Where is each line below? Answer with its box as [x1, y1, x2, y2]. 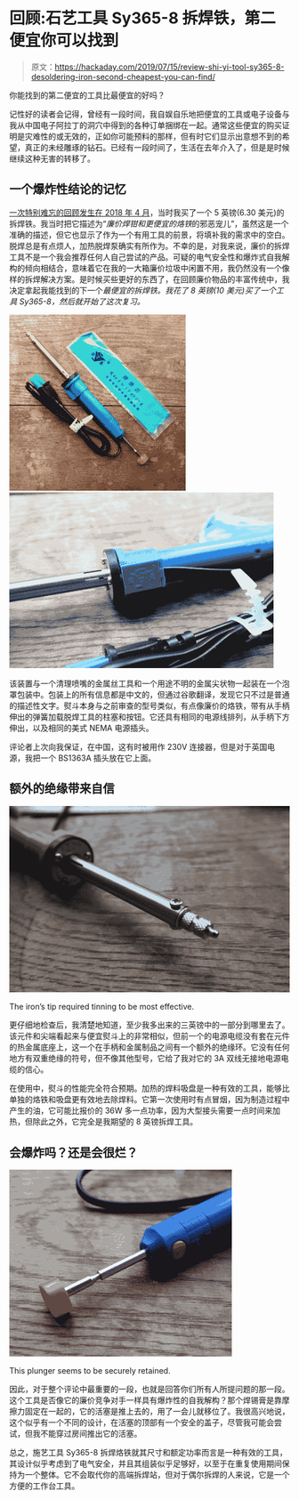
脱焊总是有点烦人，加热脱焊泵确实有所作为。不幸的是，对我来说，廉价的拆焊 [9, 240, 290, 251]
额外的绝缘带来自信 [9, 781, 115, 796]
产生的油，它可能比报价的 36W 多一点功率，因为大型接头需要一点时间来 [9, 1105, 273, 1116]
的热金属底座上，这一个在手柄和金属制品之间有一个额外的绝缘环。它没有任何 [9, 1042, 290, 1052]
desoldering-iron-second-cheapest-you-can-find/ [30, 71, 215, 82]
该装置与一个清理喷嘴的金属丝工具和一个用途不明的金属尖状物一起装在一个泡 [9, 678, 290, 689]
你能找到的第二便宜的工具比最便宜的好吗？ [9, 90, 166, 101]
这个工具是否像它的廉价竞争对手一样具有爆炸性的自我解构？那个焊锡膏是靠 [9, 1395, 282, 1406]
